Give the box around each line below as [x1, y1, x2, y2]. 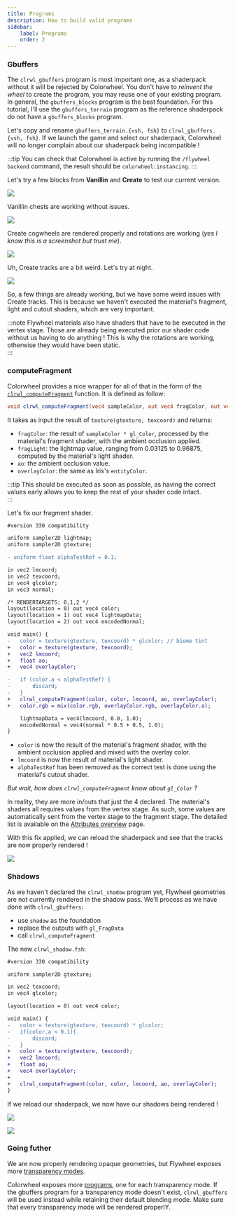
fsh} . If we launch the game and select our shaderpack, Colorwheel [25, 134, 222, 142]
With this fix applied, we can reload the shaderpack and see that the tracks [7, 834, 224, 842]
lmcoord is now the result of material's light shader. [17, 755, 164, 764]
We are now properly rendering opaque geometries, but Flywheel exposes [7, 1159, 222, 1168]
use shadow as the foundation [17, 916, 101, 924]
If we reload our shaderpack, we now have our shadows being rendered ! [7, 1099, 219, 1108]
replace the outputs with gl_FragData [17, 923, 124, 932]
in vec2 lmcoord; [7, 567, 58, 574]
